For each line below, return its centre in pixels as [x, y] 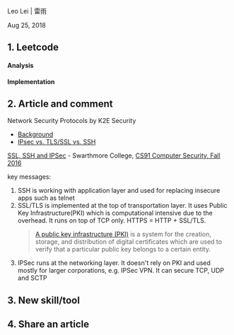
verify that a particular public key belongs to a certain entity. [123, 249]
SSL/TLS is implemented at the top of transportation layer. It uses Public [122, 206]
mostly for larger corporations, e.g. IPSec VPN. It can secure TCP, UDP [121, 271]
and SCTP [32, 278]
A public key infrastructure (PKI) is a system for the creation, [123, 234]
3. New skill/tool [43, 300]
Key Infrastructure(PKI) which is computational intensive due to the [115, 213]
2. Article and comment [60, 104]
